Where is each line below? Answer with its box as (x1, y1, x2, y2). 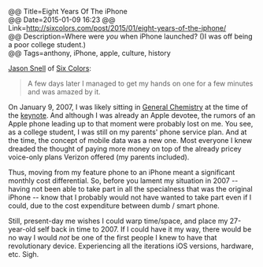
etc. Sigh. (8, 250, 39, 258)
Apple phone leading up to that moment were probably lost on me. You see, (8, 119, 254, 128)
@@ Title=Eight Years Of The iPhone (8, 7, 128, 16)
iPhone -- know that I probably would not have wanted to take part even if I (8, 192, 252, 202)
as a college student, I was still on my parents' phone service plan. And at (8, 127, 247, 137)
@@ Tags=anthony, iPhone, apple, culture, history (8, 49, 171, 57)
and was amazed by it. (27, 87, 101, 97)
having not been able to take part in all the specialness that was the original (8, 185, 254, 193)
